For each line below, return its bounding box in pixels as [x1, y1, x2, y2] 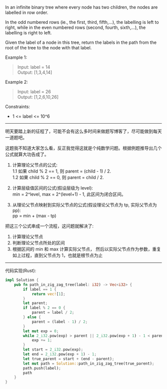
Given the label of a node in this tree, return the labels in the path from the [5, 39, 157, 45]
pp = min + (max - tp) [12, 213, 57, 218]
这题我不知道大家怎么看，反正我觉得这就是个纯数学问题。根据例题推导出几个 [5, 145, 162, 151]
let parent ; [23, 301, 48, 306]
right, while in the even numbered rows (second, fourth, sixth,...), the [5, 24, 146, 30]
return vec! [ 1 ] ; [31, 291, 66, 296]
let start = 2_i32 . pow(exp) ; [23, 347, 83, 352]
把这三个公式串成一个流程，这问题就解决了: [5, 223, 94, 229]
